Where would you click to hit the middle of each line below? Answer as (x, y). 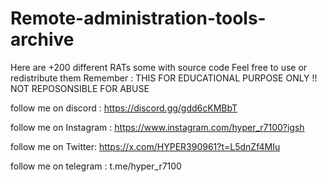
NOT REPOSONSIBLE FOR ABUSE (80, 88)
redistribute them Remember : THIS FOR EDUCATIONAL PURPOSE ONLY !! (164, 78)
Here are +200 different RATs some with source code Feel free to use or (159, 67)
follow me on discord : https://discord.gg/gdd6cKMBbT (124, 108)
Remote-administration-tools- (138, 18)
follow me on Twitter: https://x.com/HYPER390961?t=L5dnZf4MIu (145, 146)
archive (42, 39)
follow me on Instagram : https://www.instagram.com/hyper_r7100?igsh (157, 127)
